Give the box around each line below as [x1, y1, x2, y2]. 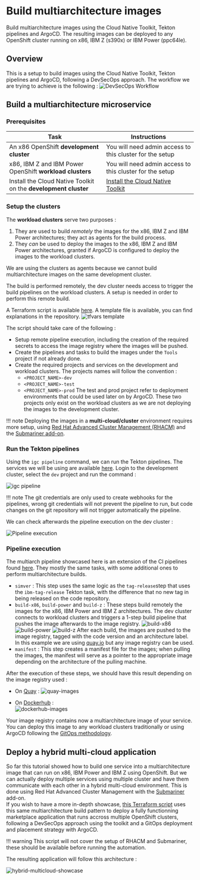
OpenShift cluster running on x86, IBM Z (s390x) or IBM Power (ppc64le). [6, 36, 187, 43]
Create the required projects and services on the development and [14, 361, 179, 368]
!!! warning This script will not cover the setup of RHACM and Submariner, [6, 838, 187, 845]
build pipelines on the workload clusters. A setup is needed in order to [6, 288, 179, 296]
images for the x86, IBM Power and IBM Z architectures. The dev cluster [14, 608, 192, 615]
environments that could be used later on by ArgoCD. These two [23, 393, 182, 400]
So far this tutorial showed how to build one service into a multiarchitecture [6, 763, 190, 770]
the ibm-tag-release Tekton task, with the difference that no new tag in [14, 589, 189, 596]
